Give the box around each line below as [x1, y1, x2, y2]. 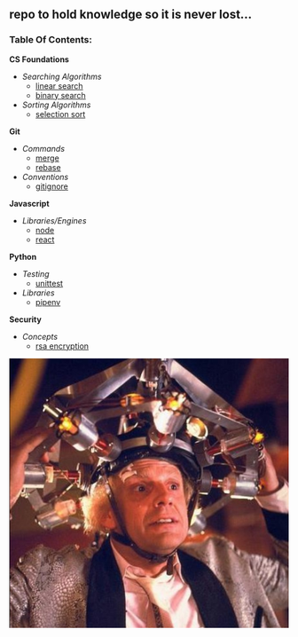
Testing [21, 268, 51, 279]
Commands [21, 143, 65, 153]
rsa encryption [35, 341, 90, 351]
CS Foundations [9, 53, 69, 65]
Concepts [21, 331, 59, 342]
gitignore [35, 181, 68, 192]
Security [9, 314, 42, 325]
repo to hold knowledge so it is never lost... [9, 7, 253, 22]
